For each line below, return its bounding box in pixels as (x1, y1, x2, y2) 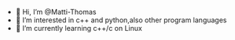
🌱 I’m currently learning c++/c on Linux (15, 24, 143, 32)
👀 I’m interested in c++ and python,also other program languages (15, 15, 227, 25)
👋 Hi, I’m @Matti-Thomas (15, 8, 97, 16)
